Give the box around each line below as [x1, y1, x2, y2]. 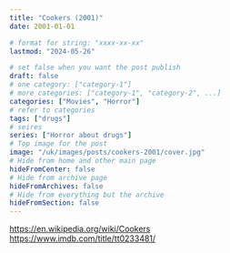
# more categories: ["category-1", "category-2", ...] [9, 88, 222, 97]
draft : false [9, 72, 59, 81]
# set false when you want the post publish [9, 63, 181, 73]
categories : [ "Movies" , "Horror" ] [9, 96, 141, 106]
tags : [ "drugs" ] [9, 114, 71, 123]
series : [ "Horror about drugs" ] [9, 131, 132, 140]
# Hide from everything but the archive [9, 190, 165, 199]
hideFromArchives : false [9, 181, 104, 191]
